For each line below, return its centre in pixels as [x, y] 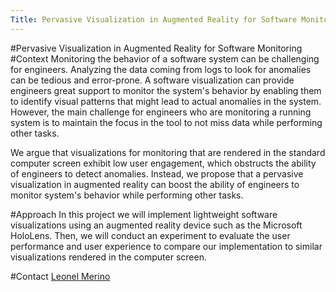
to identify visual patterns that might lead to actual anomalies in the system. [166, 101]
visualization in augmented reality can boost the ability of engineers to [155, 184]
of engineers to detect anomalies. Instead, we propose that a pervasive [157, 173]
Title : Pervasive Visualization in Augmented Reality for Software [154, 19]
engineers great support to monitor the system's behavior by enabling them [166, 90]
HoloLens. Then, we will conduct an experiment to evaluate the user [150, 235]
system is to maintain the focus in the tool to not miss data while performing [166, 122]
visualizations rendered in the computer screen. [108, 257]
